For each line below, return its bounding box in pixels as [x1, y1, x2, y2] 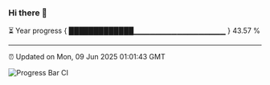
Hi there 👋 [8, 7, 48, 18]
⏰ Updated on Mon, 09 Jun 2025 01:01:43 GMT [8, 52, 166, 62]
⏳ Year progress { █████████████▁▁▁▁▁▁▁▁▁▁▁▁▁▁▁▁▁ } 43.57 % [8, 26, 261, 35]
